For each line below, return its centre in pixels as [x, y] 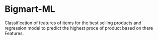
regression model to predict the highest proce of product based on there [79, 28]
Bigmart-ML [30, 9]
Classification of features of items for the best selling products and [73, 23]
